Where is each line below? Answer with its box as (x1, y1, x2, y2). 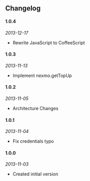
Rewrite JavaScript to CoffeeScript (12, 39, 85, 45)
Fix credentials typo (12, 138, 54, 144)
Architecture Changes (12, 106, 59, 111)
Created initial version (12, 171, 59, 177)
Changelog (5, 4, 41, 13)
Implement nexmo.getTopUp (12, 72, 72, 79)
